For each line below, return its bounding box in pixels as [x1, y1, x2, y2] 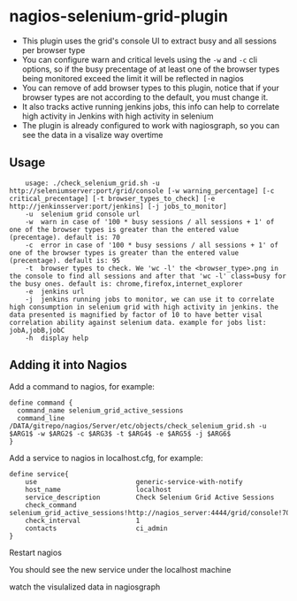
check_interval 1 [25, 516, 141, 525]
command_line [17, 413, 65, 422]
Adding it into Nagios [9, 358, 127, 373]
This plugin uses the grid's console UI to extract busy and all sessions [21, 35, 277, 46]
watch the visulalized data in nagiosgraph [9, 582, 161, 592]
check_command [25, 500, 77, 510]
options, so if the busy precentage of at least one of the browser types [21, 64, 280, 74]
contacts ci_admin [25, 524, 168, 533]
